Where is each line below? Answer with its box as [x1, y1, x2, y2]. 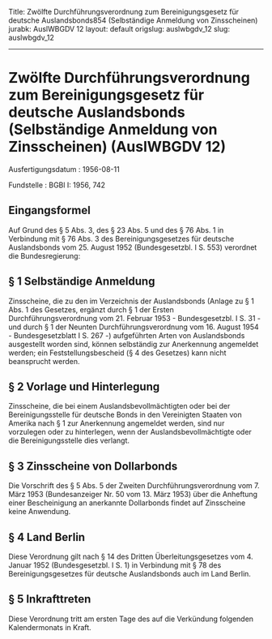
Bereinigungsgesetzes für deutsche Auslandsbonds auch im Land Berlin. [8, 569, 251, 578]
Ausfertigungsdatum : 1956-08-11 [8, 164, 120, 174]
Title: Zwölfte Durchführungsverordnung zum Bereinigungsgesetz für [8, 7, 240, 16]
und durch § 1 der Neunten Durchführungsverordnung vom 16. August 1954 [8, 322, 259, 332]
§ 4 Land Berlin [8, 530, 86, 544]
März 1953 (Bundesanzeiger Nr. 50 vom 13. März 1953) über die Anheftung [8, 490, 257, 500]
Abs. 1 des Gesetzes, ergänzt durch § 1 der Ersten [8, 304, 174, 315]
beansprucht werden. [8, 356, 80, 366]
